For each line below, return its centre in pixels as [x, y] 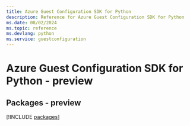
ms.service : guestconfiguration [46, 39]
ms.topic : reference [32, 28]
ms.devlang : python [30, 34]
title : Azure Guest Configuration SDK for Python [69, 12]
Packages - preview [44, 103]
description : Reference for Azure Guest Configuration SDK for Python [95, 17]
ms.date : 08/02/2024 [32, 22]
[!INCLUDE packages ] [33, 117]
